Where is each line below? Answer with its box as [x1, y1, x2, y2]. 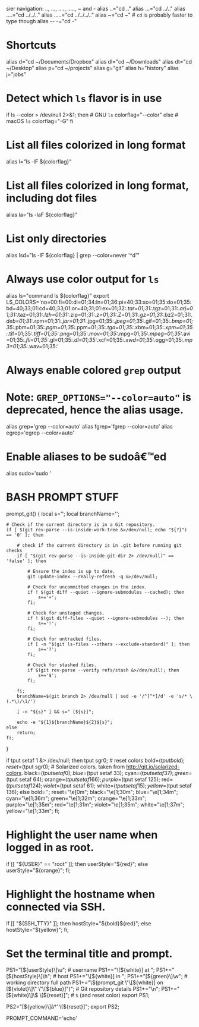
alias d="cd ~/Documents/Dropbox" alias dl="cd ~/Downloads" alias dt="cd [6, 58, 192, 65]
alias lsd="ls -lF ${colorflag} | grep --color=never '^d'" [6, 251, 140, 259]
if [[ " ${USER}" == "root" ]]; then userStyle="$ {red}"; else [6, 860, 149, 867]
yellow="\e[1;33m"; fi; [6, 807, 60, 814]
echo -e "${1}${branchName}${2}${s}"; [17, 719, 113, 725]
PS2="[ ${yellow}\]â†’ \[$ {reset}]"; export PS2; [6, 1003, 120, 1010]
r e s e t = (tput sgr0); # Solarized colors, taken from [6, 763, 125, 770]
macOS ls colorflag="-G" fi [6, 117, 74, 124]
